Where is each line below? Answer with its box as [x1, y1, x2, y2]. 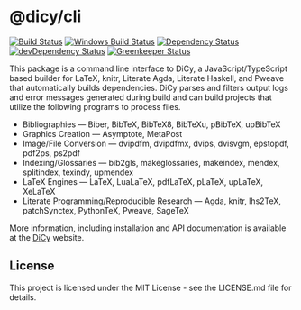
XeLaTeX [22, 186, 56, 196]
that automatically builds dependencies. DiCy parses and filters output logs [9, 82, 288, 93]
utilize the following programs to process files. [9, 101, 181, 112]
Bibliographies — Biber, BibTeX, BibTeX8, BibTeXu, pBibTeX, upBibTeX [22, 119, 281, 130]
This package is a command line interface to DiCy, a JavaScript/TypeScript [9, 63, 288, 74]
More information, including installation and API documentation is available [9, 223, 287, 233]
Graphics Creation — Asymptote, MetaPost [22, 128, 183, 139]
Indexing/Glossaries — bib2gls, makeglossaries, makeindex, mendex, [22, 157, 280, 168]
